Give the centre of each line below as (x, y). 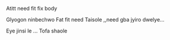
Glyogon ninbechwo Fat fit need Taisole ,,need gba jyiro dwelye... (85, 19)
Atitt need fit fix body (32, 8)
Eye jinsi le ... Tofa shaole (37, 31)
